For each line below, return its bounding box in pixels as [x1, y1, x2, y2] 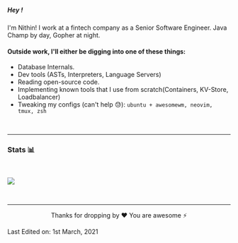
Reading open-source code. [17, 78, 100, 86]
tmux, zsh [17, 108, 47, 115]
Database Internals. [17, 63, 75, 71]
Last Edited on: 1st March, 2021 [7, 227, 98, 236]
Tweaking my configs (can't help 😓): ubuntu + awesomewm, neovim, [17, 100, 213, 109]
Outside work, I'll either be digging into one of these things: [7, 47, 186, 56]
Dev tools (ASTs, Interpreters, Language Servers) [17, 71, 161, 79]
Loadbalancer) [17, 93, 61, 102]
